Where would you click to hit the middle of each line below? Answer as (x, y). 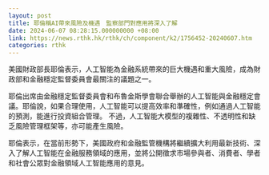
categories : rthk (37, 46)
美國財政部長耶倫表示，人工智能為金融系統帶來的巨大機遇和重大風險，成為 (131, 70)
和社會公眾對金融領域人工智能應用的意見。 (78, 163)
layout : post (30, 16)
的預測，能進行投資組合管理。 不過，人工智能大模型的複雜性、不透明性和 (128, 116)
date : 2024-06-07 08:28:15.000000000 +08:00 (84, 30)
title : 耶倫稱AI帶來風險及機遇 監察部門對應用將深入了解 (93, 23)
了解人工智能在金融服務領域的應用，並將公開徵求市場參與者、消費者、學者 (138, 153)
